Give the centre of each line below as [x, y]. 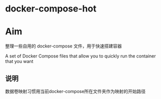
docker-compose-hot [51, 9]
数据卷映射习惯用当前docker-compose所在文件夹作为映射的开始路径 [75, 91]
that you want [19, 61]
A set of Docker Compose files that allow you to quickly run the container [80, 56]
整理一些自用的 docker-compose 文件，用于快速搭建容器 [63, 46]
